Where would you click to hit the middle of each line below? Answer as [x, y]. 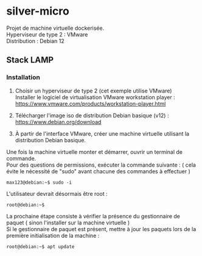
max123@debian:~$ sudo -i [39, 182]
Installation [23, 77]
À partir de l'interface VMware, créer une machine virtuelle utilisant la [102, 133]
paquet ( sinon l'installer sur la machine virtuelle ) [68, 223]
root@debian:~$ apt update [40, 247]
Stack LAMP [30, 60]
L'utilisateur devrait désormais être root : [57, 193]
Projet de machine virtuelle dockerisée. [55, 28]
